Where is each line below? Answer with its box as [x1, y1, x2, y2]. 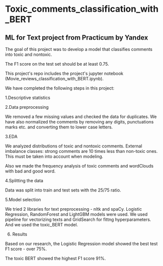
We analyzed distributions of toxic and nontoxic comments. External [5, 143, 142, 149]
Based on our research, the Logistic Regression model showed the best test [5, 241, 158, 246]
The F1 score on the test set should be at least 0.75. [5, 61, 109, 67]
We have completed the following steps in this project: [5, 85, 115, 91]
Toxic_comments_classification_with [5, 3, 159, 15]
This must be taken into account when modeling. [5, 153, 104, 159]
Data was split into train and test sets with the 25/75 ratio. [5, 187, 121, 193]
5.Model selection [5, 197, 41, 202]
